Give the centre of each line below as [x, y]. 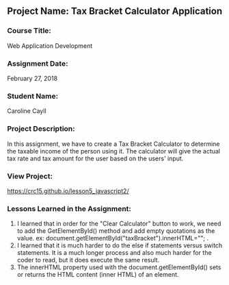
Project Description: [41, 129]
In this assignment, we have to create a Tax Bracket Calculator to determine [113, 144]
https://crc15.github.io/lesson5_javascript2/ [68, 190]
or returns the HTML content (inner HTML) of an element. [98, 275]
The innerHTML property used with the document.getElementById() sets [119, 267]
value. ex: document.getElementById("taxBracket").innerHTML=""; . [113, 238]
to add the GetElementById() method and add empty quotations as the [116, 231]
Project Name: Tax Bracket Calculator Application [115, 11]
